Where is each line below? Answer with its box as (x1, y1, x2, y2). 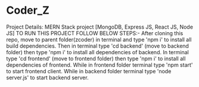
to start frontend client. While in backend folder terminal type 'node (6, 67, 172, 74)
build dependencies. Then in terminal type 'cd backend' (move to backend (6, 42, 189, 49)
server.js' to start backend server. (6, 74, 89, 81)
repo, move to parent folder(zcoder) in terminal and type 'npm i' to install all (6, 36, 192, 43)
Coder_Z (6, 4, 49, 17)
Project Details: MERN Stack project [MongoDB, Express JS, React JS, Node (6, 23, 194, 30)
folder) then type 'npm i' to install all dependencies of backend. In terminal (6, 48, 189, 55)
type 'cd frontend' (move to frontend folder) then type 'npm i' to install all (6, 55, 186, 62)
